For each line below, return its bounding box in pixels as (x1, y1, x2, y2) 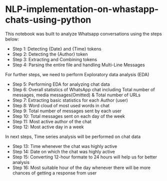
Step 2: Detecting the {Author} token (12, 51, 88, 57)
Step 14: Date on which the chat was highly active (12, 148, 115, 154)
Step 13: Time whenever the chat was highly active (12, 143, 117, 149)
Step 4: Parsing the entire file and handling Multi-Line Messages (12, 62, 145, 68)
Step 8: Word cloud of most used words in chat (12, 102, 110, 108)
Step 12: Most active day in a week (12, 124, 84, 130)
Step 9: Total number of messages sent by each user (12, 108, 122, 114)
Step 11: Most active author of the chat (12, 118, 91, 124)
